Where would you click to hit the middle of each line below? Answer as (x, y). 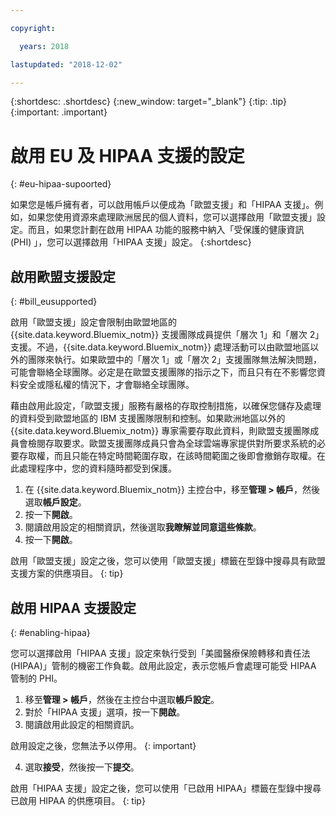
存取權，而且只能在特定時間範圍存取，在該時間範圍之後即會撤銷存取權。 (167, 456)
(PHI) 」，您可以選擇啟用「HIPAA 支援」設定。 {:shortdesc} (131, 242)
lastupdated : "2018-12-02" (66, 64)
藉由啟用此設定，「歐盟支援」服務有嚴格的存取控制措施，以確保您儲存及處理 (166, 406)
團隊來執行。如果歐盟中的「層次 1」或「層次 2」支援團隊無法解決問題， (175, 360)
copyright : (33, 28)
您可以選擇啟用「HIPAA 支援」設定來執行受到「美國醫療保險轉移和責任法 (160, 653)
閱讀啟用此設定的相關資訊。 (82, 724)
